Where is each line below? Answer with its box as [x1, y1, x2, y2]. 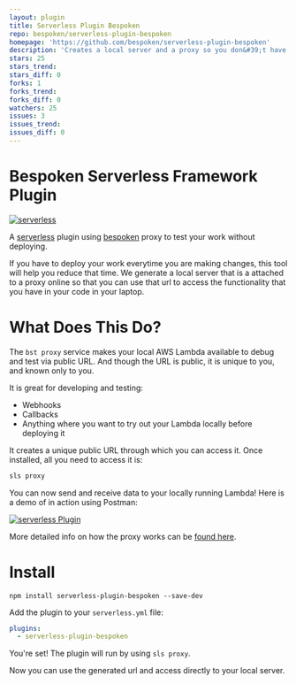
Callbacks [21, 409, 59, 419]
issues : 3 [9, 111, 46, 120]
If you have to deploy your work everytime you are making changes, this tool [9, 257, 288, 268]
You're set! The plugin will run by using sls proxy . [9, 648, 192, 659]
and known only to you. [9, 365, 95, 376]
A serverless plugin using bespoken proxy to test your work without [9, 231, 255, 242]
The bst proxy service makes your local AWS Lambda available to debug [9, 346, 275, 357]
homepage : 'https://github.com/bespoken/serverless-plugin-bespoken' [9, 37, 271, 47]
